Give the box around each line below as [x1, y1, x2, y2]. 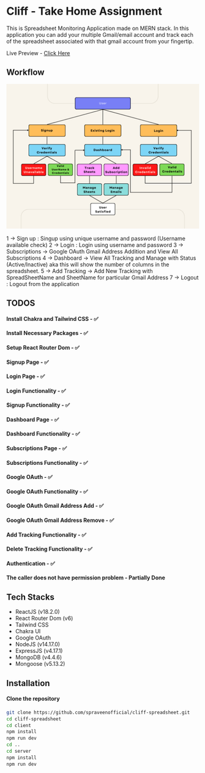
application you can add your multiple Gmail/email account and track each [6, 31, 194, 38]
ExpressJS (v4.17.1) [15, 647, 63, 655]
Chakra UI [15, 628, 41, 635]
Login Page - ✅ [6, 372, 45, 380]
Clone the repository [6, 695, 60, 703]
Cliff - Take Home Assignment [6, 4, 162, 18]
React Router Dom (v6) [15, 614, 73, 622]
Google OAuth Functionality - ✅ [6, 488, 88, 495]
